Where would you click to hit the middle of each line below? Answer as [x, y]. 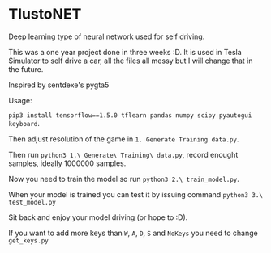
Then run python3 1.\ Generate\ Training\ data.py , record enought [123, 154]
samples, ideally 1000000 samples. [67, 163]
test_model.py [32, 202]
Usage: [20, 100]
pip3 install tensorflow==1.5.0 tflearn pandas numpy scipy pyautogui [130, 115]
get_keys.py [28, 240]
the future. [26, 69]
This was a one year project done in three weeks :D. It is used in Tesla [125, 52]
